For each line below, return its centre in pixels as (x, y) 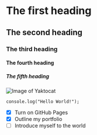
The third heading (32, 49)
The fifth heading (28, 76)
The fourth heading (30, 63)
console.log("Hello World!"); (43, 102)
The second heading (44, 32)
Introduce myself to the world (50, 126)
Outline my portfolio (38, 119)
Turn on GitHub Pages (41, 113)
